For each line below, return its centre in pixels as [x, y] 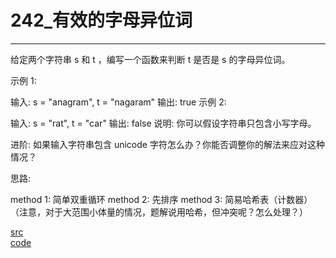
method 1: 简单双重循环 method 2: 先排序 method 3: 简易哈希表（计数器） [161, 199]
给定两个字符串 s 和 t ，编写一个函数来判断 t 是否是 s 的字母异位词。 [150, 59]
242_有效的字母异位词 [101, 20]
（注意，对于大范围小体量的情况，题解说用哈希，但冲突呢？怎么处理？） [159, 212]
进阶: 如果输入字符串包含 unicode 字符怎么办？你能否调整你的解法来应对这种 [167, 144]
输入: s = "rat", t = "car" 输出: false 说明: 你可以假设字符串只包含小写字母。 [163, 123]
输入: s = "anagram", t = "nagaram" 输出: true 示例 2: [118, 102]
